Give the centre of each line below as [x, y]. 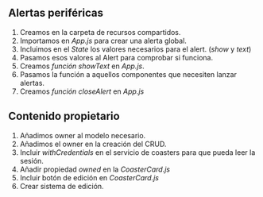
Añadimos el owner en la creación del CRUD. [93, 144]
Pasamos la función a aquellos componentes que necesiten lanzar [128, 74]
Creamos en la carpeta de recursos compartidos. [100, 32]
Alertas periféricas [56, 13]
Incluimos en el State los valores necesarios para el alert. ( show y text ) [135, 49]
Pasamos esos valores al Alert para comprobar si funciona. [116, 57]
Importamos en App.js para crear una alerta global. [103, 41]
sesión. [31, 160]
